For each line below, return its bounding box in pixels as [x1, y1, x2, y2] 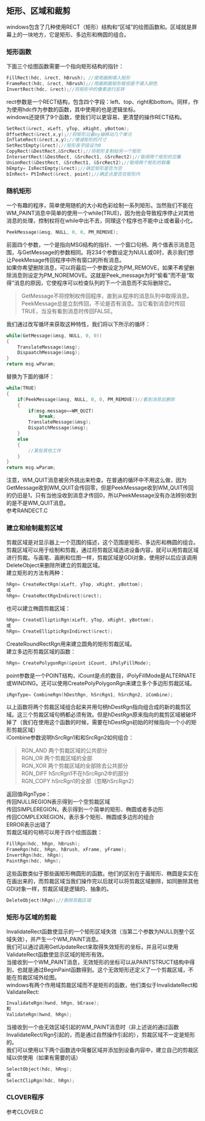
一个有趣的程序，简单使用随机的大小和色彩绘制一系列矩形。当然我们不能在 [6, 201, 193, 209]
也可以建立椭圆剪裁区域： [6, 605, 71, 612]
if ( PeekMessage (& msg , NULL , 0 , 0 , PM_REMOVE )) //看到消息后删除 [17, 396, 175, 402]
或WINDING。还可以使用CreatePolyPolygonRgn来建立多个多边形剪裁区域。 [6, 679, 195, 686]
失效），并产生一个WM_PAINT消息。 [11, 936, 102, 943]
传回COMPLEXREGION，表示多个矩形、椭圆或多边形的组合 [6, 814, 154, 821]
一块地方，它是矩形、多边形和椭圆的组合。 [22, 31, 129, 38]
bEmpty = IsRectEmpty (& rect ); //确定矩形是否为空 [6, 165, 122, 171]
